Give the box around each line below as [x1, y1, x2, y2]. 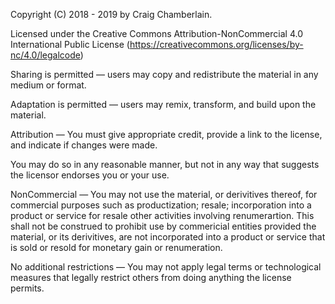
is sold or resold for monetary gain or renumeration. [10, 242, 223, 253]
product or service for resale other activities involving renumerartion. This [10, 210, 315, 221]
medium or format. [10, 79, 87, 91]
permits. [10, 282, 45, 294]
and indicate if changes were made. [10, 139, 158, 151]
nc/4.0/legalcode [10, 49, 81, 61]
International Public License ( [10, 39, 130, 50]
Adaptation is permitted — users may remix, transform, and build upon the [10, 99, 317, 110]
